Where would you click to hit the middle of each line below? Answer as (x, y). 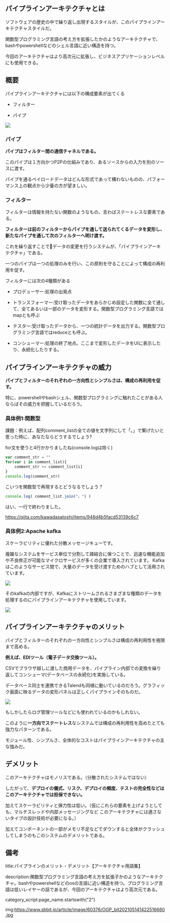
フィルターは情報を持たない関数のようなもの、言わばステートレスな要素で (83, 212)
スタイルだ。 (41, 28)
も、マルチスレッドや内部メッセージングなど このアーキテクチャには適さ (81, 811)
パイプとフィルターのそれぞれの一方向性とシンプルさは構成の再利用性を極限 (85, 640)
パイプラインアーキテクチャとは (55, 9)
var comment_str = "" (28, 457)
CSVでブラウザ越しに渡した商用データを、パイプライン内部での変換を (79, 668)
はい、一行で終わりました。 (34, 507)
